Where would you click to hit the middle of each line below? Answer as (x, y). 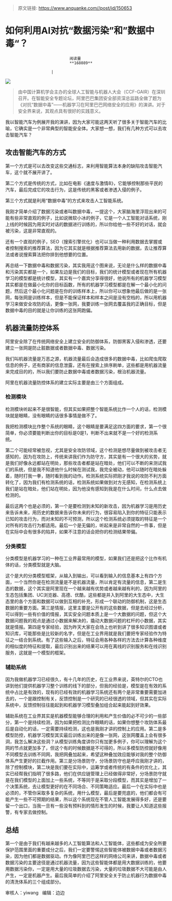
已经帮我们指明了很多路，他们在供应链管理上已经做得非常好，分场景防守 (86, 774)
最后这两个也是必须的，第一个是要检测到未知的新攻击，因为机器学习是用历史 (86, 506)
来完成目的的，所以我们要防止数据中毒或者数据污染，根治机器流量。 (77, 371)
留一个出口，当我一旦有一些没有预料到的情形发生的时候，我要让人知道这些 (84, 806)
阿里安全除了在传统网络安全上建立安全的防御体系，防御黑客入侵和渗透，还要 (86, 341)
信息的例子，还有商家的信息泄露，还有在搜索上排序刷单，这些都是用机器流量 (86, 365)
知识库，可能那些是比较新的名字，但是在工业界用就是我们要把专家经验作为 (84, 634)
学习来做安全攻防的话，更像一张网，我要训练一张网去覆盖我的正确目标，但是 (86, 304)
